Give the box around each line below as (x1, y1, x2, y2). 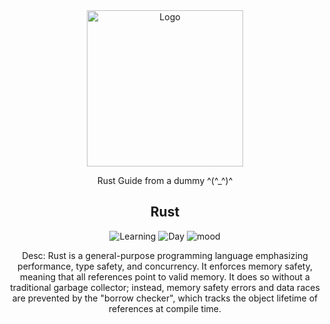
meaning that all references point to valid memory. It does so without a (20, 270, 310, 283)
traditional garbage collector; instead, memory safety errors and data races (10, 281, 320, 293)
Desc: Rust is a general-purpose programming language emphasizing (21, 249, 309, 261)
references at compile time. (108, 302, 222, 314)
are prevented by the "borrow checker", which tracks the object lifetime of (11, 292, 319, 304)
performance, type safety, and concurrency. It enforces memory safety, (17, 260, 313, 272)
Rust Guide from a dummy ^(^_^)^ (96, 175, 234, 186)
